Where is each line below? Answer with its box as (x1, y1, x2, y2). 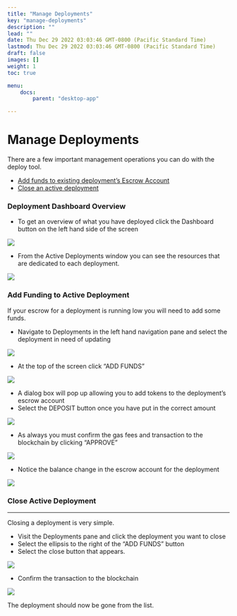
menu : (7, 82, 23, 89)
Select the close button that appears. (17, 547, 126, 555)
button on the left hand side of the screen (17, 225, 139, 234)
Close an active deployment (17, 184, 99, 193)
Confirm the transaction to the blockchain (17, 574, 139, 582)
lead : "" (7, 30, 33, 37)
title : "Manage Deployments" (7, 10, 93, 18)
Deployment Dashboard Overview (7, 201, 126, 211)
